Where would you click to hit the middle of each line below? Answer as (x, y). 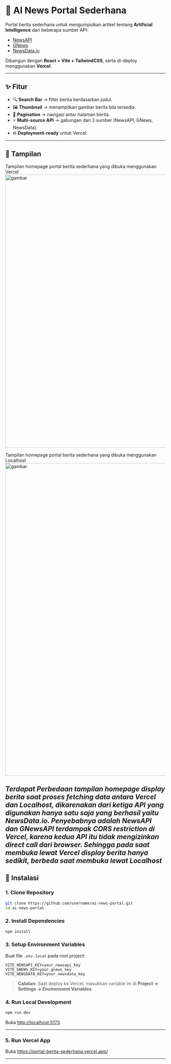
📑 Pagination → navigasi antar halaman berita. (61, 114)
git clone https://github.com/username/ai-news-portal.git (69, 903)
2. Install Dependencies (35, 921)
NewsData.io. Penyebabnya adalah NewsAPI (78, 821)
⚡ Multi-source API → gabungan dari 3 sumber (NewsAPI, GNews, (83, 120)
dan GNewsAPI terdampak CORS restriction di (80, 829)
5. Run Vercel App (28, 1040)
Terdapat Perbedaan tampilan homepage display (85, 789)
